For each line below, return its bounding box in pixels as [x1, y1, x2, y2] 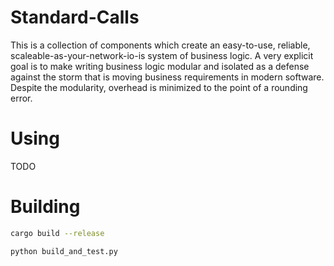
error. [10, 92, 33, 104]
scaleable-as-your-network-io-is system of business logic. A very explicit [10, 49, 314, 61]
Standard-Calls [10, 6, 140, 29]
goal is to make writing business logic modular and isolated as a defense [10, 60, 310, 72]
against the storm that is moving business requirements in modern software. [10, 71, 325, 83]
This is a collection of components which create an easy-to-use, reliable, [10, 39, 311, 51]
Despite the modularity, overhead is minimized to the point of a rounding [10, 81, 308, 93]
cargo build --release [10, 228, 105, 238]
